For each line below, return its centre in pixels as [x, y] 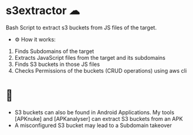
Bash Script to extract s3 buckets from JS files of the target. [81, 27]
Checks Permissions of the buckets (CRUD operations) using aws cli [100, 70]
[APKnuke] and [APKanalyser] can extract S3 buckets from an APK [99, 119]
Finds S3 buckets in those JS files [57, 64]
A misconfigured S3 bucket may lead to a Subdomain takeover [93, 125]
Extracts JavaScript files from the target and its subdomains [90, 57]
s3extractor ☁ [43, 11]
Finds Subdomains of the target [54, 51]
